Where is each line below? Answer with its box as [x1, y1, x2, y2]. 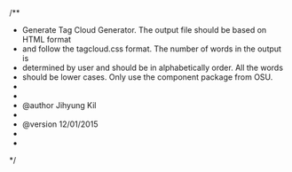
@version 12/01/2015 [21, 119, 99, 129]
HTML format [21, 35, 72, 44]
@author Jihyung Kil [21, 100, 97, 110]
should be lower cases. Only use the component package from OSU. [21, 72, 273, 82]
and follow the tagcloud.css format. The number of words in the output [21, 43, 282, 54]
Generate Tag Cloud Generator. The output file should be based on [21, 25, 267, 35]
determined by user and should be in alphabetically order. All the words [21, 62, 284, 73]
